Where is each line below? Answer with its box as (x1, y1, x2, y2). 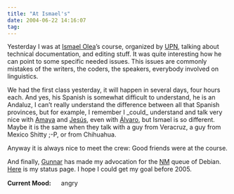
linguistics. (7, 72, 39, 81)
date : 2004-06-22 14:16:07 (7, 17, 86, 24)
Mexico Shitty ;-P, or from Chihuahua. (7, 130, 117, 139)
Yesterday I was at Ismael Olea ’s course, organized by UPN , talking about (7, 43, 219, 51)
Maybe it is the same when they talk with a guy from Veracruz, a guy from (7, 123, 221, 132)
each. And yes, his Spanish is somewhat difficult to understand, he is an (7, 93, 216, 102)
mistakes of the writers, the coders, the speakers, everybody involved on (7, 64, 219, 74)
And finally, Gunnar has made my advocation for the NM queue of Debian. (7, 158, 221, 166)
